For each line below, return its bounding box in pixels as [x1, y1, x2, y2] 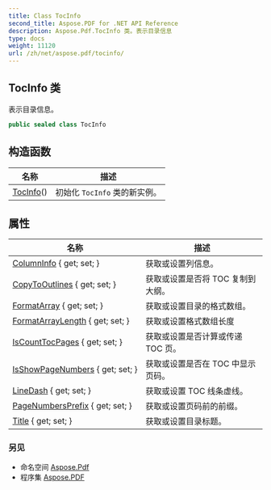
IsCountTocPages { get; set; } [12, 336, 123, 348]
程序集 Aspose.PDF [19, 472, 85, 482]
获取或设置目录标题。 [145, 416, 227, 427]
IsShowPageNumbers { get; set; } [12, 364, 139, 375]
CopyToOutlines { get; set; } [12, 279, 117, 290]
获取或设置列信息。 [145, 258, 219, 269]
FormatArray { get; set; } [12, 300, 103, 311]
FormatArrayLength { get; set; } [12, 315, 131, 327]
